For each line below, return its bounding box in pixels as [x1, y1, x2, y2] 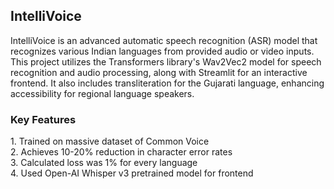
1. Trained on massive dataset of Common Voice [10, 135, 210, 148]
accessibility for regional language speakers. [10, 87, 195, 99]
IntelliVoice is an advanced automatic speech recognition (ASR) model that [10, 34, 318, 46]
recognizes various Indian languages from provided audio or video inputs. [10, 45, 315, 57]
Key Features [10, 112, 77, 126]
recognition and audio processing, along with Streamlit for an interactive [10, 66, 308, 78]
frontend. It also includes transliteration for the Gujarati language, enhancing [10, 77, 325, 89]
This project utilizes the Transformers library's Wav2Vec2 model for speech [10, 55, 322, 68]
